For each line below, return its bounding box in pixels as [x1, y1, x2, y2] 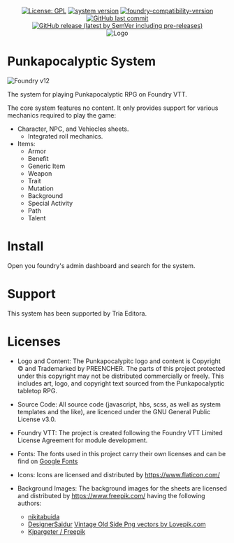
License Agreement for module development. [17, 436, 148, 444]
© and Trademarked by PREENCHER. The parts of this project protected [17, 364, 226, 372]
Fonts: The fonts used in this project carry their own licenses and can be [17, 449, 226, 458]
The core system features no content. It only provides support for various [7, 104, 219, 112]
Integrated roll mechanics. [27, 132, 103, 140]
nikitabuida [27, 512, 60, 521]
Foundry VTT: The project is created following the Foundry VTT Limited [17, 428, 224, 437]
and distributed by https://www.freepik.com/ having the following [17, 491, 205, 500]
